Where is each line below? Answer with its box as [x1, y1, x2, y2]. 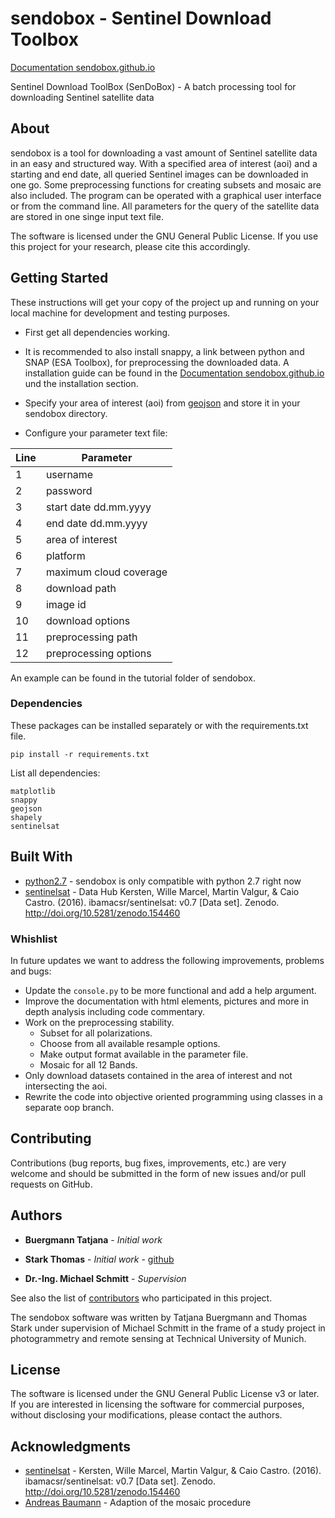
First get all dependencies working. [24, 326, 171, 338]
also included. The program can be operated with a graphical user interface [10, 189, 322, 201]
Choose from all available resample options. [39, 1037, 221, 1049]
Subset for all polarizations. [39, 1027, 153, 1039]
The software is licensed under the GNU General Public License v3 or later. [10, 1388, 320, 1400]
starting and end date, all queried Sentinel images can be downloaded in [10, 168, 309, 180]
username [45, 467, 94, 481]
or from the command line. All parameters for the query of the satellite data [10, 200, 320, 212]
